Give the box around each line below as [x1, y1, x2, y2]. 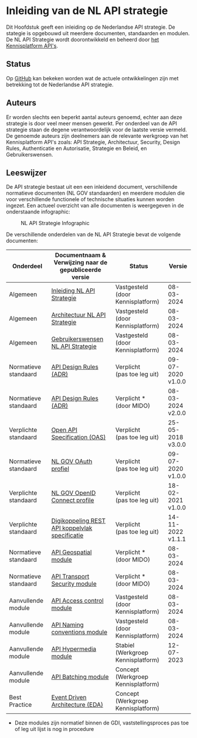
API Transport [51, 573, 90, 581]
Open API [51, 426, 78, 434]
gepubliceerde [59, 266, 101, 274]
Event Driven [51, 693, 87, 702]
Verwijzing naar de [53, 259, 107, 267]
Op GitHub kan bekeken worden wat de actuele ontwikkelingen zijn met [6, 74, 179, 81]
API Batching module [51, 673, 109, 681]
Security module [51, 580, 97, 588]
